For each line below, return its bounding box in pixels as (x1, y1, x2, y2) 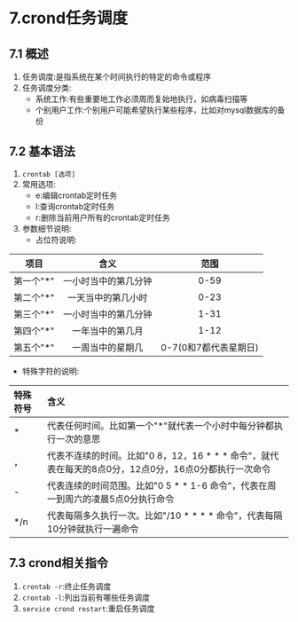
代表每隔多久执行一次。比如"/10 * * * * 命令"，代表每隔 (47, 509, 283, 522)
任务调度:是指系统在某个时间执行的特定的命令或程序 (21, 72, 211, 82)
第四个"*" (13, 325, 55, 337)
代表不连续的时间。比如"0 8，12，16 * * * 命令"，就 (47, 449, 271, 461)
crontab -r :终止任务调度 (21, 580, 112, 591)
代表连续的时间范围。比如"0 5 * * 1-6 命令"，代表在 (47, 479, 268, 492)
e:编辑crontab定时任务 (35, 190, 118, 201)
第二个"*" (13, 291, 55, 303)
